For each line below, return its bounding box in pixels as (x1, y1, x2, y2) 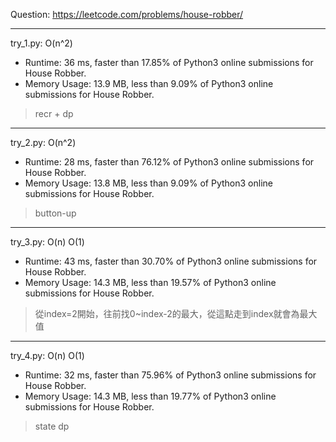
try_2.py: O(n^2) (10, 137, 77, 148)
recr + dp (34, 108, 74, 119)
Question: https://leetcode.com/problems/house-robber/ (10, 9, 244, 20)
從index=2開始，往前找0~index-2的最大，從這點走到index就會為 (34, 308, 300, 319)
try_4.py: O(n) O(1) (10, 350, 85, 361)
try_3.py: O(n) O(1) (10, 236, 85, 248)
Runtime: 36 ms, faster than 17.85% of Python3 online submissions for (24, 57, 314, 68)
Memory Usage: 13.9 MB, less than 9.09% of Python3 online (24, 78, 274, 89)
